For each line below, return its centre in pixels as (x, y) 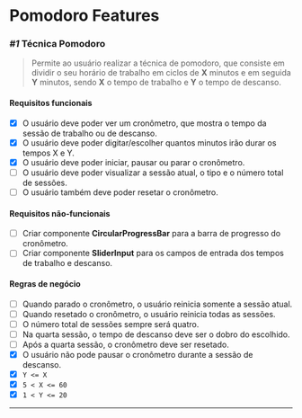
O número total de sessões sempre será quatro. (111, 324)
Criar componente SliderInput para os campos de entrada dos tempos (153, 253)
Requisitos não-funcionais (60, 213)
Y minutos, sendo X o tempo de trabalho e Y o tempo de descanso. (156, 83)
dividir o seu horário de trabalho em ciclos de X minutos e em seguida (161, 73)
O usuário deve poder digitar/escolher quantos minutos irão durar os (149, 142)
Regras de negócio (45, 283)
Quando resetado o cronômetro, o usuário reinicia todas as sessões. (149, 314)
